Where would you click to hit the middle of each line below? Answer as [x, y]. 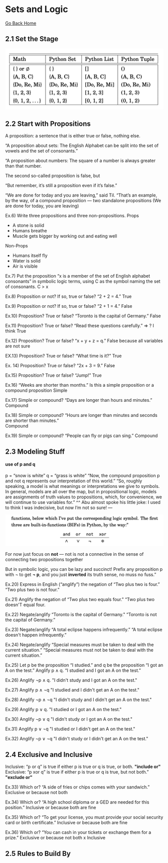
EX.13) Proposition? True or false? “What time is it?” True [63, 356]
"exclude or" [19, 778]
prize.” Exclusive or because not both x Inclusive [55, 838]
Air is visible [25, 266]
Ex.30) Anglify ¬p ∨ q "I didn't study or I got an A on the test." [69, 719]
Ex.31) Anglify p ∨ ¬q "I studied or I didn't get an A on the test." [70, 729]
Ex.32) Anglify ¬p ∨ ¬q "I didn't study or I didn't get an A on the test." [77, 739]
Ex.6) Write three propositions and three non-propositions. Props [72, 216]
